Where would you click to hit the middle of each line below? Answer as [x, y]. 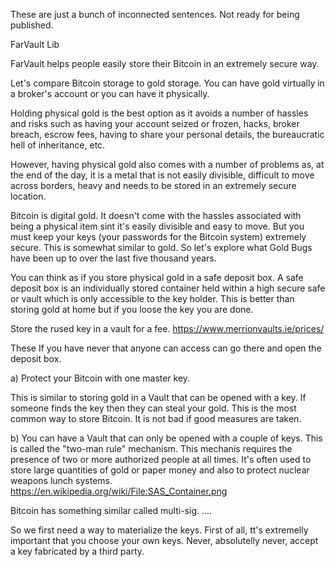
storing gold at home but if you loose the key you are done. [132, 309]
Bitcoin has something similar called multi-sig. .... [111, 510]
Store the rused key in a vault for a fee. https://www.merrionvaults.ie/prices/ [167, 328]
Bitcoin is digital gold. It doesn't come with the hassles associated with [156, 215]
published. [32, 25]
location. [28, 196]
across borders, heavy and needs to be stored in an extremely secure [153, 185]
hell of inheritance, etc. [58, 145]
